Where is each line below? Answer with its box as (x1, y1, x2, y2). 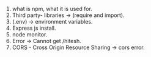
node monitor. (12, 31, 48, 38)
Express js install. (12, 24, 56, 32)
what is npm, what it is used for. (12, 5, 93, 12)
